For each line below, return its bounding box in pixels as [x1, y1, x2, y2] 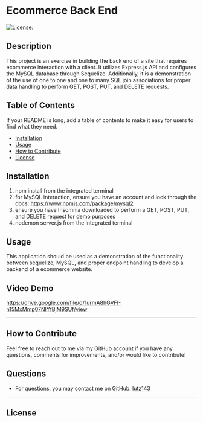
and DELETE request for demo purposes [14, 213, 116, 220]
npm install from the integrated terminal [14, 187, 114, 194]
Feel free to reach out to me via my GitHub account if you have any [6, 345, 173, 352]
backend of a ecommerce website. [6, 266, 92, 273]
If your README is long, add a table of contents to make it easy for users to [6, 116, 194, 124]
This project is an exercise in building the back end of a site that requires [6, 57, 187, 64]
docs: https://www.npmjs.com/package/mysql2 [14, 200, 134, 207]
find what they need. [6, 123, 58, 130]
